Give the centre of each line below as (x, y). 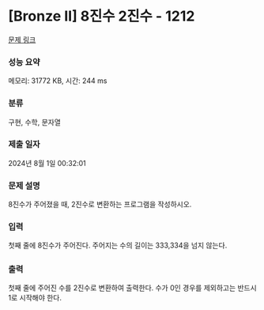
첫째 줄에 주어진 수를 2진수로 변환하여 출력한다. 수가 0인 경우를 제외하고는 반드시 (132, 288)
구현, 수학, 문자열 (35, 122)
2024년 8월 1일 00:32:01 (47, 163)
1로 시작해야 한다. (35, 298)
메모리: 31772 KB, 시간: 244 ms (58, 81)
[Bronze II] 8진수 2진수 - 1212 (102, 16)
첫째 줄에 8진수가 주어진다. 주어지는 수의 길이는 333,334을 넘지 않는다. (118, 245)
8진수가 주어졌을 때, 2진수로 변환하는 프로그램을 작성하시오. (100, 204)
